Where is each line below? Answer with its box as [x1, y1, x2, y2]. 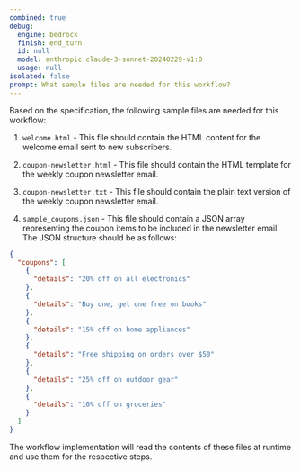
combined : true [9, 13, 66, 23]
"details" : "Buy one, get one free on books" [32, 299, 207, 309]
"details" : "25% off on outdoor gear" [32, 375, 179, 384]
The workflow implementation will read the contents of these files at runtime [9, 441, 292, 452]
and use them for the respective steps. [9, 451, 153, 462]
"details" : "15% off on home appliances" [32, 325, 191, 334]
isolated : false [9, 72, 70, 81]
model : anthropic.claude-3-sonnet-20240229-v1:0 [17, 55, 203, 64]
